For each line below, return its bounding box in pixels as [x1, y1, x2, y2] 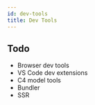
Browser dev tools [17, 61, 69, 70]
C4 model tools [17, 76, 61, 85]
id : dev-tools [7, 10, 49, 17]
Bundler [17, 83, 40, 92]
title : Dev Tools [7, 17, 58, 24]
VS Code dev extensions [17, 69, 88, 77]
